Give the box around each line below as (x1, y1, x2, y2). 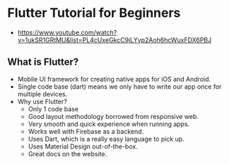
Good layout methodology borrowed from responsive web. (28, 112, 199, 120)
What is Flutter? (7, 56, 79, 68)
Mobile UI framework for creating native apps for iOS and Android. (17, 75, 211, 83)
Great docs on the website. (28, 149, 107, 158)
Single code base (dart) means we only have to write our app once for (17, 82, 222, 91)
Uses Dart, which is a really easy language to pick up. (28, 134, 185, 143)
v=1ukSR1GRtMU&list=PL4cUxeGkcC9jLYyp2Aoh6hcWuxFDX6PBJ (17, 35, 212, 44)
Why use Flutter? (17, 97, 67, 106)
